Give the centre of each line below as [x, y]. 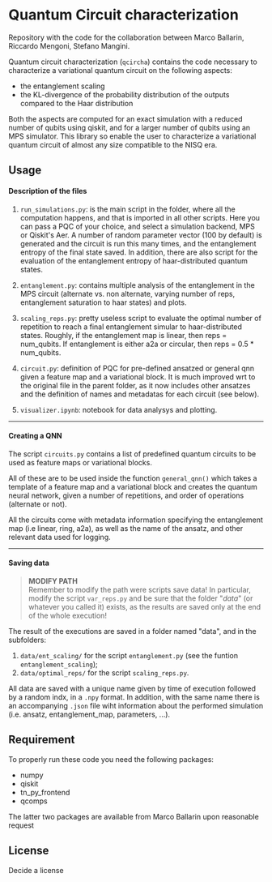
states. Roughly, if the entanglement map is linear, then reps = [123, 335]
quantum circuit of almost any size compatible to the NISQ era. [113, 144]
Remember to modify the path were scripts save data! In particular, [139, 589]
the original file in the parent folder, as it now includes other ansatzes [135, 385]
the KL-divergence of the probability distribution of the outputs [125, 94]
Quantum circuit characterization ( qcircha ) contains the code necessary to [133, 62]
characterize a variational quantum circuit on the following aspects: [121, 70]
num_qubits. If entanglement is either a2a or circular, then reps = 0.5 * [137, 344]
